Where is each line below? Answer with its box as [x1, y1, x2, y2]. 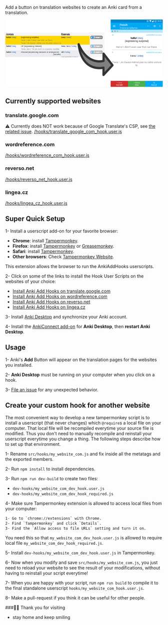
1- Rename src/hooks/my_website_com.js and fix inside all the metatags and [5, 451, 161, 457]
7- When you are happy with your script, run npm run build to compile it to [5, 579, 158, 585]
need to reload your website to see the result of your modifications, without [5, 564, 160, 570]
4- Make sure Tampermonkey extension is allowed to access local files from [5, 500, 162, 506]
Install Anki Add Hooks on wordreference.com [12, 293, 107, 299]
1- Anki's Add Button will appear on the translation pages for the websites [5, 357, 157, 363]
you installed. [5, 362, 33, 368]
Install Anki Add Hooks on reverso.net [12, 298, 90, 304]
